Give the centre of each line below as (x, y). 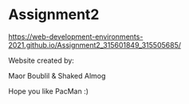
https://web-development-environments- (76, 37)
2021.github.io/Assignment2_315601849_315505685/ (95, 44)
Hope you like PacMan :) (49, 91)
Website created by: (41, 60)
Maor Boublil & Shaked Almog (57, 75)
